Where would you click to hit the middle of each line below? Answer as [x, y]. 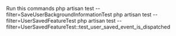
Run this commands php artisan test [50, 8]
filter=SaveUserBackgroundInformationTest [59, 15]
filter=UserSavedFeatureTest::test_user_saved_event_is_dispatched [88, 27]
